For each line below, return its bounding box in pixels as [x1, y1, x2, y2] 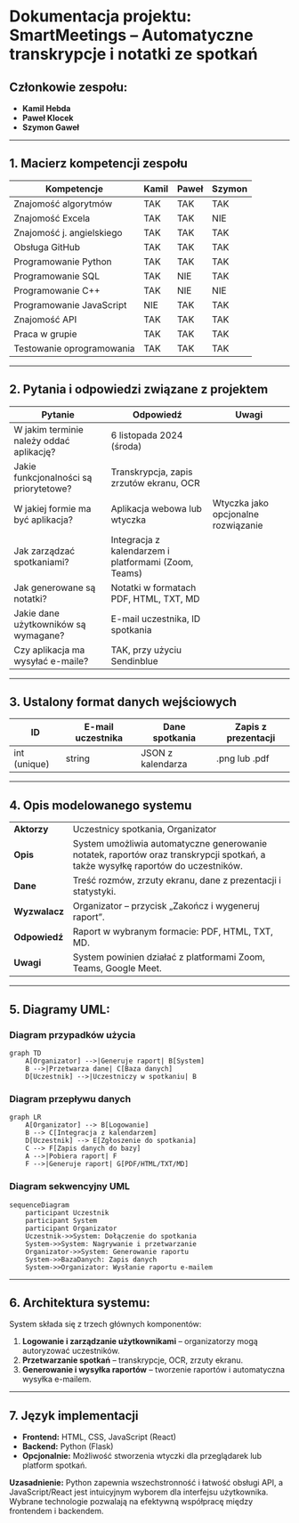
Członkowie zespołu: [9, 79, 128, 94]
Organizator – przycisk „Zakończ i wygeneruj [72, 900, 260, 912]
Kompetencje [45, 182, 104, 195]
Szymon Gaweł [21, 122, 80, 133]
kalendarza [141, 758, 188, 771]
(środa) [110, 440, 142, 452]
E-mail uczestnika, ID [110, 612, 201, 625]
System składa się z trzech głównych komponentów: [9, 1319, 202, 1330]
